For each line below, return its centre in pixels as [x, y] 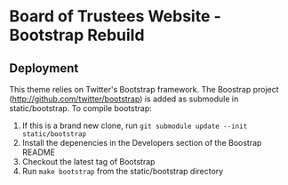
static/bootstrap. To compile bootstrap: [81, 108]
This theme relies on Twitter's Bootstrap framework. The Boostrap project [144, 89]
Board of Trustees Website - [116, 16]
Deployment [44, 68]
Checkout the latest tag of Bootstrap [88, 161]
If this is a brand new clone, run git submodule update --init [135, 125]
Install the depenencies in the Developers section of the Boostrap [142, 143]
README [39, 152]
